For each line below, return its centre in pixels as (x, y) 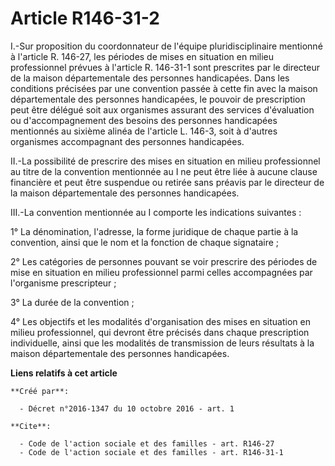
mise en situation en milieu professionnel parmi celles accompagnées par (161, 272)
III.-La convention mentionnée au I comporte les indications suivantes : (156, 212)
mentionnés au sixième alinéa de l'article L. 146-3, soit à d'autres (144, 131)
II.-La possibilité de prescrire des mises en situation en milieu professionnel (165, 161)
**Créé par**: (40, 391)
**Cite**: (31, 426)
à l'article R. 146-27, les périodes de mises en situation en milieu (142, 56)
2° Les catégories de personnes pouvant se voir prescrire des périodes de (164, 261)
